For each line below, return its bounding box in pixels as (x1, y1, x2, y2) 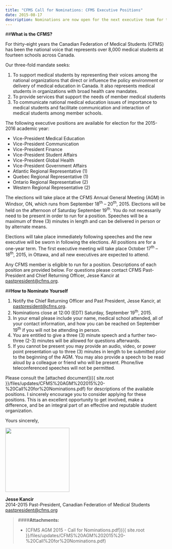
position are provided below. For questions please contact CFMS (5, 267, 142, 273)
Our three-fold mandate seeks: (5, 62, 71, 68)
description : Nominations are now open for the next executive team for (5, 17, 164, 22)
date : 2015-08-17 (5, 12, 42, 17)
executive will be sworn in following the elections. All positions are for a (5, 239, 156, 245)
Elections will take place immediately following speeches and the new (5, 233, 153, 239)
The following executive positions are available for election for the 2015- (5, 120, 158, 126)
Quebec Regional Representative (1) (12, 174, 89, 180)
